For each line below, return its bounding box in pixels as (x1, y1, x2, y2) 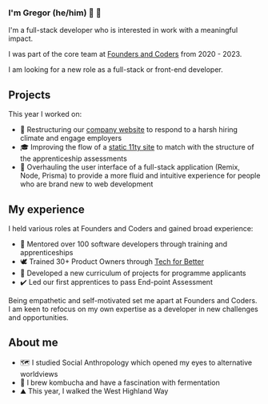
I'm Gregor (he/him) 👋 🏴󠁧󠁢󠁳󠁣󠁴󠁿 (8, 7, 102, 18)
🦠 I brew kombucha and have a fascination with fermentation (19, 378, 220, 387)
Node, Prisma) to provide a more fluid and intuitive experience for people (19, 171, 261, 181)
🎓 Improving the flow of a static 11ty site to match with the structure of (19, 142, 254, 152)
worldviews (19, 369, 58, 378)
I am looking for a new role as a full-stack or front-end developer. (8, 65, 224, 74)
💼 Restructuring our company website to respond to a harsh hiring (19, 125, 238, 134)
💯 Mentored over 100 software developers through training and (19, 239, 228, 249)
